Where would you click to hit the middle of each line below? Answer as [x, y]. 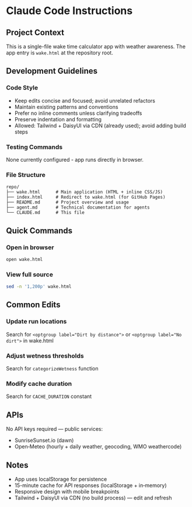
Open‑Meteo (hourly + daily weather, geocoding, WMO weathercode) [98, 447]
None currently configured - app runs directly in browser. [75, 159]
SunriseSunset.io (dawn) [44, 440]
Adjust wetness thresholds [45, 356]
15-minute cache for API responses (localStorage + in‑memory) [91, 485]
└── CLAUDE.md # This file [45, 213]
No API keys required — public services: [55, 429]
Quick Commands [39, 231]
